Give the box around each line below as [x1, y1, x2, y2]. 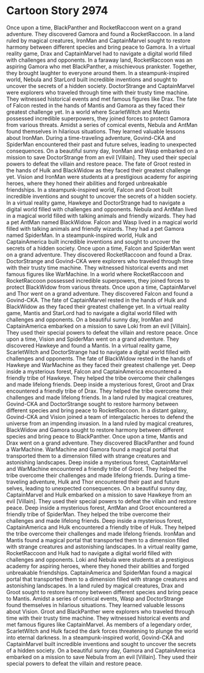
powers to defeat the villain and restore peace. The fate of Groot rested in [6, 160, 191, 167]
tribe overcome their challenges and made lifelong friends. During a [6, 471, 176, 479]
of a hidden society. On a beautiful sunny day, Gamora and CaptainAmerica [6, 647, 196, 654]
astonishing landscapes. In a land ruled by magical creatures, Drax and [6, 581, 185, 589]
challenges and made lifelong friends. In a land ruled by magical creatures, [6, 393, 194, 401]
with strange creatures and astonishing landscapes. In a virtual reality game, [6, 543, 198, 550]
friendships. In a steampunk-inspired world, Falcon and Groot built [6, 186, 172, 193]
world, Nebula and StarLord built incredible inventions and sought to [6, 76, 178, 83]
